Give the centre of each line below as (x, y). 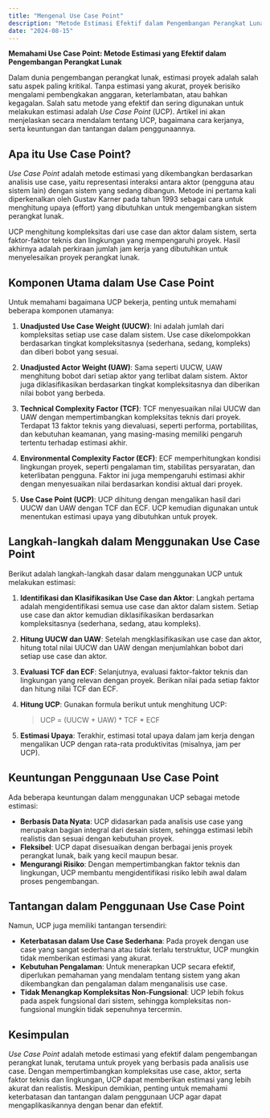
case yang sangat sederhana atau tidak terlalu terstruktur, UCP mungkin (139, 950)
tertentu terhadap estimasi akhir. (74, 442)
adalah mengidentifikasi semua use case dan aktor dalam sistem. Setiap (139, 606)
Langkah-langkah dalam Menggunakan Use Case (134, 542)
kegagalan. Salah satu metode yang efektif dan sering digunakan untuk (126, 103)
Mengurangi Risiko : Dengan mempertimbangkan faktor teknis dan (130, 864)
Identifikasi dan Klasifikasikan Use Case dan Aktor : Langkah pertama (137, 598)
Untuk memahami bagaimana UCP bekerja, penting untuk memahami (123, 302)
